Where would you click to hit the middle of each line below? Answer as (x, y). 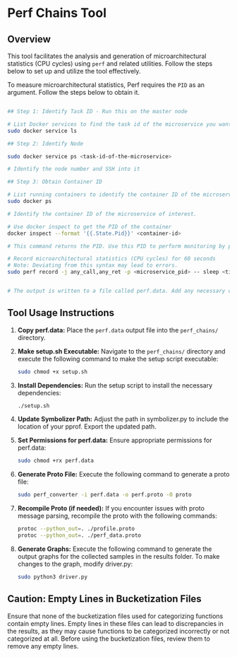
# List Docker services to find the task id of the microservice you (112, 124)
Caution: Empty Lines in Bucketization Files (105, 599)
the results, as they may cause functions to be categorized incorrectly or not (119, 631)
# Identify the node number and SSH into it (74, 169)
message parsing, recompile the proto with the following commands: (117, 516)
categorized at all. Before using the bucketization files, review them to (109, 639)
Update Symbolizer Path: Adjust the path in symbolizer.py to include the (123, 419)
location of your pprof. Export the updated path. (87, 426)
